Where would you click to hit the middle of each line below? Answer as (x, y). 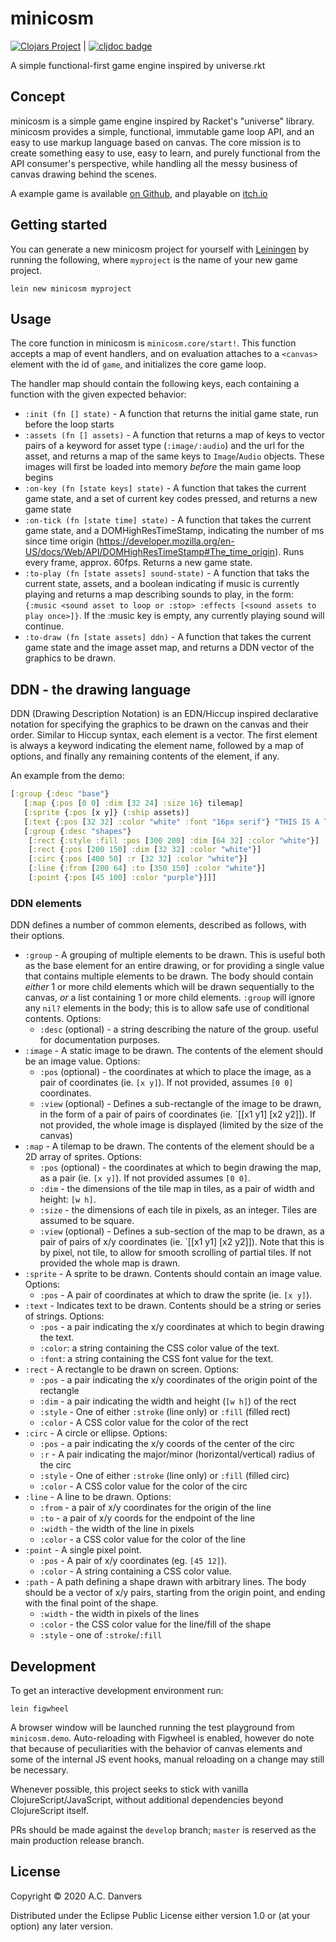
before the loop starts (69, 424)
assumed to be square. (87, 1221)
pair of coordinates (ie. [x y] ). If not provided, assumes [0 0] (166, 1083)
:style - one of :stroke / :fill (101, 1635)
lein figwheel (40, 1709)
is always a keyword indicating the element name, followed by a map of (157, 746)
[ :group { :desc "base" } (60, 794)
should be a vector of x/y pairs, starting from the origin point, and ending (175, 1593)
